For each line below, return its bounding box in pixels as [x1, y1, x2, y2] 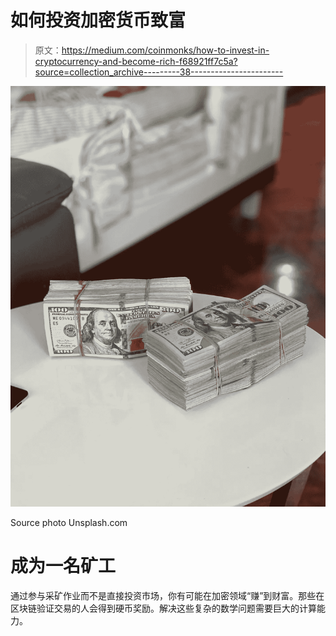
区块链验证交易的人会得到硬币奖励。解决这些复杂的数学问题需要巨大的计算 [10, 602, 317, 614]
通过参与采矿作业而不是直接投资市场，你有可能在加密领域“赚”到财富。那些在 [10, 589, 325, 601]
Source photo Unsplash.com [10, 516, 128, 528]
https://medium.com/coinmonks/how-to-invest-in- [61, 44, 270, 56]
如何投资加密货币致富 [10, 9, 187, 32]
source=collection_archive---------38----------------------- [34, 66, 284, 78]
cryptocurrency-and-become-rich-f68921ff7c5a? [34, 55, 238, 67]
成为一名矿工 [10, 555, 117, 577]
